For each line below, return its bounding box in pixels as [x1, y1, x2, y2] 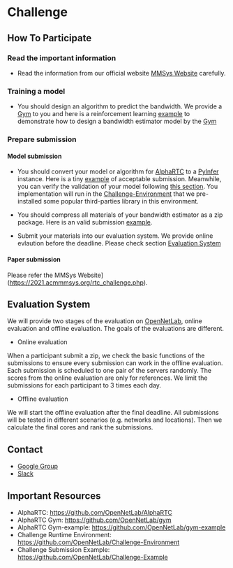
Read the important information [7, 53, 116, 63]
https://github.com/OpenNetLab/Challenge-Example [17, 553, 169, 561]
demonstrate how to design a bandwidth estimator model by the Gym [17, 117, 217, 126]
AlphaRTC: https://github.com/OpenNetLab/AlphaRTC [17, 508, 173, 516]
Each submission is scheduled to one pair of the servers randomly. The [7, 367, 211, 375]
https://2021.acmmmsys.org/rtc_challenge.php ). [9, 278, 148, 287]
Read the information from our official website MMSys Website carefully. [17, 69, 226, 77]
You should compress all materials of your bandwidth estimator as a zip [17, 211, 223, 219]
